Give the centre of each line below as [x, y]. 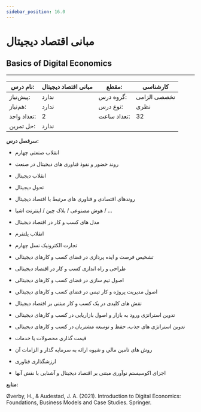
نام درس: [23, 86]
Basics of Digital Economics [59, 63]
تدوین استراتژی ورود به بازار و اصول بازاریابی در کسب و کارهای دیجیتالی [95, 314]
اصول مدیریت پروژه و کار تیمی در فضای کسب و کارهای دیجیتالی [86, 292]
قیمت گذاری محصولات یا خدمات [51, 338]
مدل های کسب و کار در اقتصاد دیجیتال [57, 222]
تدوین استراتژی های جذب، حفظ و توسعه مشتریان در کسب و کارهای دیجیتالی [100, 326]
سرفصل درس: [22, 141]
